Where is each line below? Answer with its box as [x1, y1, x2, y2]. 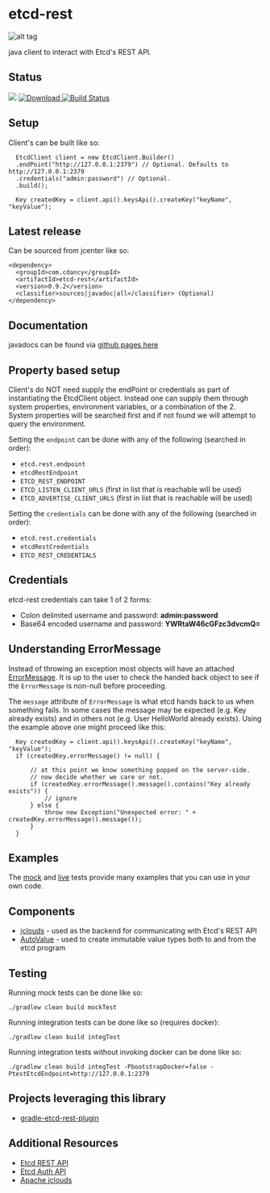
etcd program [19, 943, 66, 953]
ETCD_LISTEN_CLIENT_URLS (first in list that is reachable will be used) [19, 484, 242, 494]
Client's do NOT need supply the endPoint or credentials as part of [8, 385, 230, 394]
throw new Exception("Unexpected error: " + [44, 808, 197, 817]
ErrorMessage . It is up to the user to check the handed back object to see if [8, 672, 260, 682]
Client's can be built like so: [8, 138, 100, 148]
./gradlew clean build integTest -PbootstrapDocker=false [8, 1063, 207, 1071]
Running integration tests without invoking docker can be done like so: [8, 1047, 242, 1057]
